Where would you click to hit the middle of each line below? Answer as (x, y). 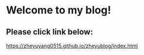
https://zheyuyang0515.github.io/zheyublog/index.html (72, 46)
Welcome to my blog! (59, 10)
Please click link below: (50, 32)
